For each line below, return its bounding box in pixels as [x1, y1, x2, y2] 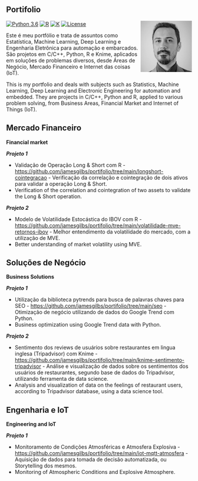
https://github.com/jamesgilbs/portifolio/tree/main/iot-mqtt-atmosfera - [14, 450, 189, 457]
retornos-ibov [14, 228, 48, 235]
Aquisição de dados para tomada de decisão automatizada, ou [14, 456, 167, 463]
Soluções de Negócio [6, 258, 87, 268]
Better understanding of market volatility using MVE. [14, 240, 142, 248]
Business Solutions [6, 274, 54, 281]
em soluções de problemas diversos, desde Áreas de [6, 57, 136, 64]
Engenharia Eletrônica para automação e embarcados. [6, 44, 138, 51]
